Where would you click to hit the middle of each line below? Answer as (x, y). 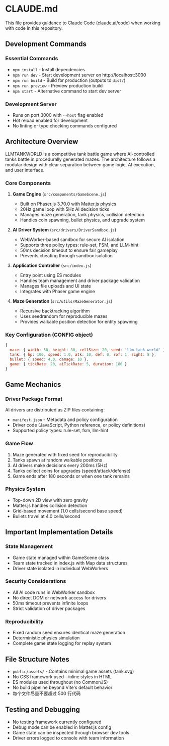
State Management (29, 546)
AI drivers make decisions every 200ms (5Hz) (60, 465)
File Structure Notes (37, 659)
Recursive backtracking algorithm (55, 311)
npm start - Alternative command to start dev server (67, 91)
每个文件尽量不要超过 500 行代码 (47, 693)
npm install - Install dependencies (49, 69)
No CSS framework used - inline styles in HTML (62, 677)
